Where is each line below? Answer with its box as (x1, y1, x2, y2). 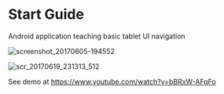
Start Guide (8, 5, 85, 23)
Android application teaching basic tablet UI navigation (8, 31, 186, 41)
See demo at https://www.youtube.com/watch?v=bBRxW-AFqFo (8, 77, 216, 86)
